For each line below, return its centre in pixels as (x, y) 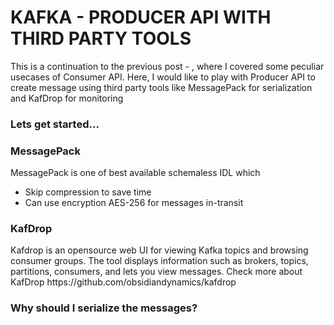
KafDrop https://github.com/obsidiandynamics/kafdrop (123, 282)
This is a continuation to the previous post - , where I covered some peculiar (167, 66)
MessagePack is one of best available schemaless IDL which (135, 173)
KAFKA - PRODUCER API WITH (141, 17)
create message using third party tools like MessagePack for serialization (161, 87)
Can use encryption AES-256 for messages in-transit (134, 203)
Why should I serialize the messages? (104, 308)
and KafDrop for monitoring (67, 98)
